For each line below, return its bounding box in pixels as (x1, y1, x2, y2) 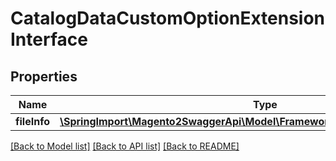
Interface (10, 28, 88, 51)
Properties (10, 68, 78, 85)
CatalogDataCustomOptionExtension (10, 7, 326, 30)
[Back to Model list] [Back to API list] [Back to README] (10, 140, 240, 152)
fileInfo (15, 115, 50, 128)
